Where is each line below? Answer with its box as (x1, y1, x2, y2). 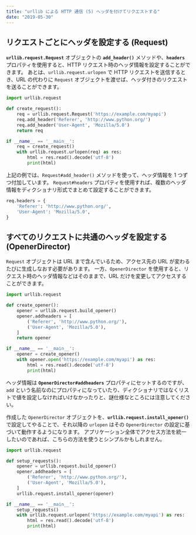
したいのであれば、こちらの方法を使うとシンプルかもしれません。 (6, 436, 165, 443)
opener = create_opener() (16, 351, 80, 357)
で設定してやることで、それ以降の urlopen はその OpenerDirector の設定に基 (6, 421, 190, 428)
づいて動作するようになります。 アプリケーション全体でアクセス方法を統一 (6, 428, 187, 435)
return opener (16, 335, 51, 341)
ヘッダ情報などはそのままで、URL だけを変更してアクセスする (36, 273, 187, 280)
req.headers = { (6, 198, 46, 203)
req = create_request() (16, 143, 75, 150)
